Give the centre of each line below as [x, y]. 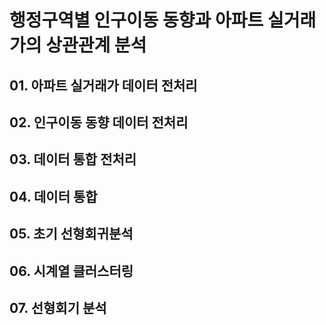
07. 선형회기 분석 [58, 307]
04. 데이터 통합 [53, 196]
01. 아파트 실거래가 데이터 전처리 [103, 85]
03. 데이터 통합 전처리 [73, 159]
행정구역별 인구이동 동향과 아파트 [136, 20]
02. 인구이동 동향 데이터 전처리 [99, 122]
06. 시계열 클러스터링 [71, 271]
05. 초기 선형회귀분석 [71, 234]
